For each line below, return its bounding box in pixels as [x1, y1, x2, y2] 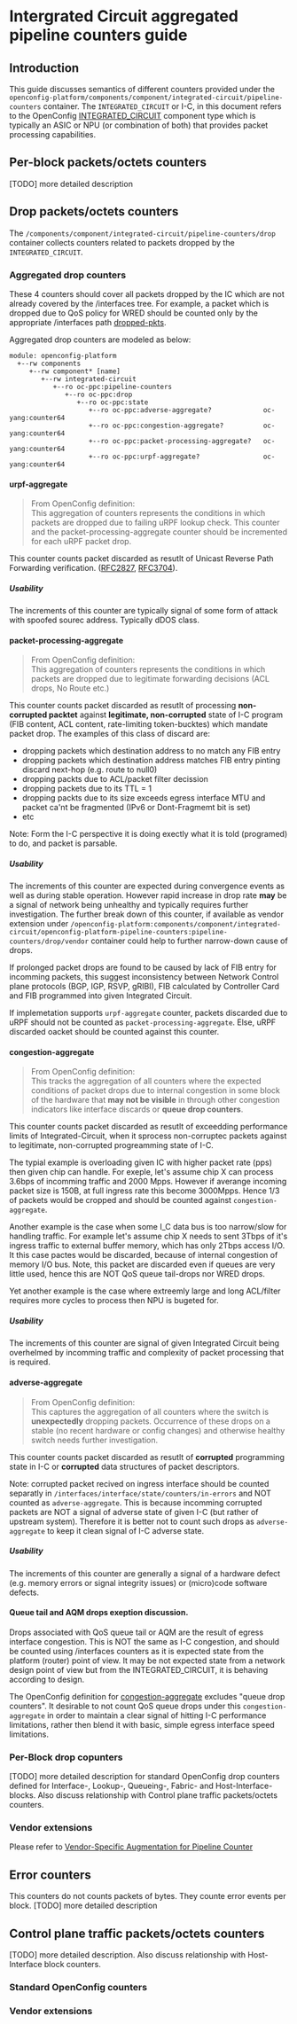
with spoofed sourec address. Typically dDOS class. [9, 614, 199, 626]
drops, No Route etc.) [30, 683, 110, 693]
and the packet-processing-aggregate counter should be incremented [30, 527, 288, 537]
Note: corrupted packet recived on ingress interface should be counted [9, 1478, 270, 1489]
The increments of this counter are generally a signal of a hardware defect [9, 1567, 281, 1579]
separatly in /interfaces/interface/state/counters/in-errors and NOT [9, 1488, 272, 1498]
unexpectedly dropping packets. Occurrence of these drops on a [30, 1416, 270, 1426]
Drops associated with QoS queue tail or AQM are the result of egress [9, 1627, 264, 1637]
